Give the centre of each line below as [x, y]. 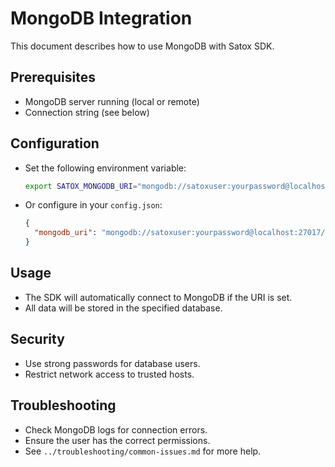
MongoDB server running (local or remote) [112, 101]
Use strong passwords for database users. [112, 363]
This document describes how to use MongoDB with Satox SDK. [142, 46]
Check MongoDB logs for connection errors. [116, 429]
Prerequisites [53, 77]
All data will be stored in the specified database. [123, 308]
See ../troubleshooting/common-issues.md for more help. [143, 451]
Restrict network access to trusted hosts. [109, 374]
